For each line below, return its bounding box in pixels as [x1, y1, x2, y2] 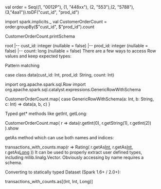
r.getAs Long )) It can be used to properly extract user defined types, [5, 150, 143, 155]
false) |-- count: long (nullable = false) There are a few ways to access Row [5, 48, 157, 54]
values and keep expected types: [5, 53, 72, 59]
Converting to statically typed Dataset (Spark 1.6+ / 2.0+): [5, 169, 121, 175]
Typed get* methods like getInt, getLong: [5, 111, 88, 116]
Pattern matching [5, 63, 40, 68]
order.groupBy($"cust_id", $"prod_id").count [5, 24, 95, 30]
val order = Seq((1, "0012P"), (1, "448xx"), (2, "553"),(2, [5, 4, 116, 10]
